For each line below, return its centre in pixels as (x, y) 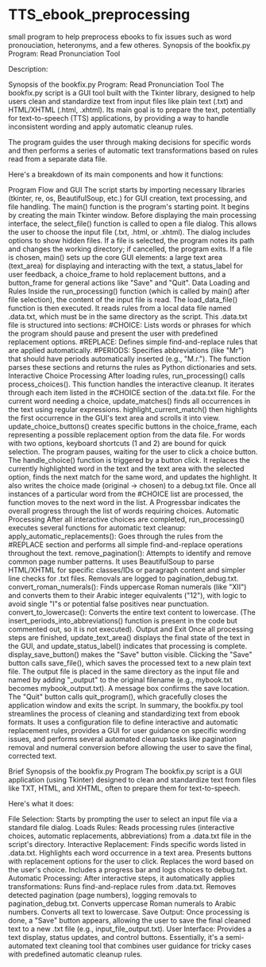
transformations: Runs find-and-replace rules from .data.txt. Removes (122, 886)
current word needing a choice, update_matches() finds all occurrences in (129, 401)
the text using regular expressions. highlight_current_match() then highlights (133, 409)
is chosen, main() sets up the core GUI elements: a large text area (116, 257)
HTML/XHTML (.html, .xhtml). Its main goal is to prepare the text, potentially (132, 110)
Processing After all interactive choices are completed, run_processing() (126, 519)
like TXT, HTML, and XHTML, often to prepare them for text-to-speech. (124, 788)
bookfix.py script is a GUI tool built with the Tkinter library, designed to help (132, 92)
